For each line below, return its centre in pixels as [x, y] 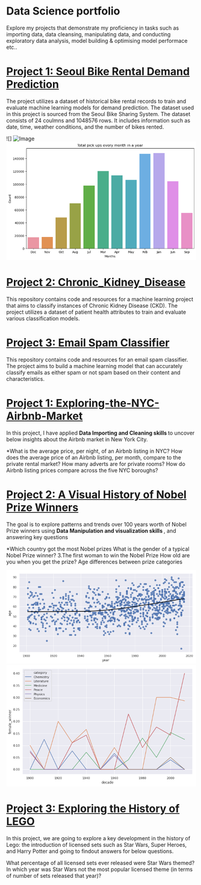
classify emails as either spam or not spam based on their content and [93, 372]
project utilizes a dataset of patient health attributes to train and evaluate [96, 312]
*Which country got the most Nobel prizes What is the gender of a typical [98, 549]
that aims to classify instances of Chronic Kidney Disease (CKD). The [92, 306]
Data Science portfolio [63, 11]
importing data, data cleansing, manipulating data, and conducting [88, 34]
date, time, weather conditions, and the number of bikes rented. [85, 127]
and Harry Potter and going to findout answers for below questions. [90, 851]
